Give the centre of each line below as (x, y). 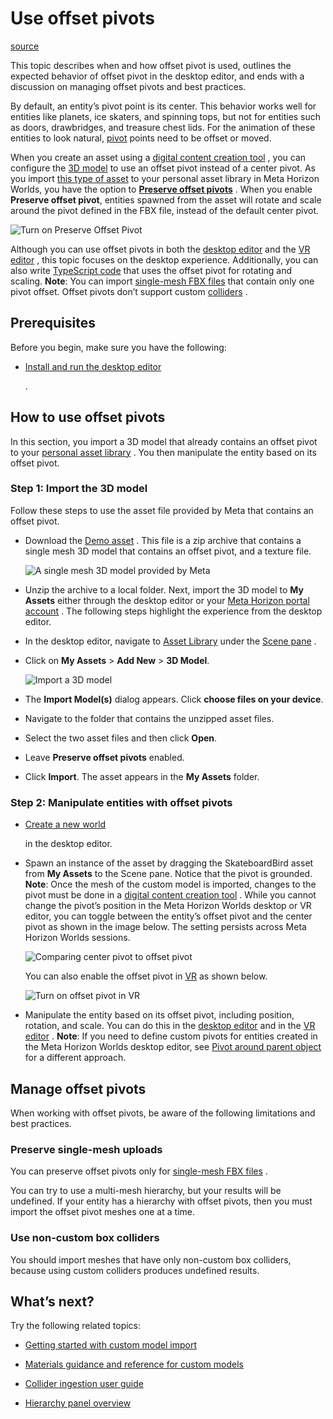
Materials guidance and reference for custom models (134, 1364)
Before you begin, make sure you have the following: (118, 347)
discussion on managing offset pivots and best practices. (128, 86)
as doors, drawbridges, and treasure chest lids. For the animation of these (163, 127)
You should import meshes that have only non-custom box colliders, (151, 1259)
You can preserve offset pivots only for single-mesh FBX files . (139, 1171)
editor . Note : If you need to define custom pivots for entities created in (171, 1036)
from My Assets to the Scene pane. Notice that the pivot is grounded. (168, 874)
